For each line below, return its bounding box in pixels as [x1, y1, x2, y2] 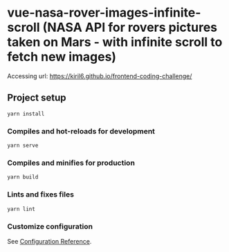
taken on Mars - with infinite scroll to [7, 35, 223, 50]
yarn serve [7, 142, 39, 150]
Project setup [7, 92, 67, 104]
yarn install [7, 110, 45, 117]
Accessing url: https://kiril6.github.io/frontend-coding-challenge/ [7, 71, 192, 80]
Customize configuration [7, 222, 93, 231]
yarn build [7, 174, 39, 181]
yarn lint [7, 206, 36, 213]
